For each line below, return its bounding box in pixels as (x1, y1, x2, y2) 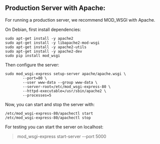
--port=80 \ (23, 76, 48, 81)
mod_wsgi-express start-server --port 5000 (17, 133, 107, 139)
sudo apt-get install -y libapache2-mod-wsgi (5, 40, 100, 45)
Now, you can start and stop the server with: (5, 101, 95, 107)
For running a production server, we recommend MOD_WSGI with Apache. (5, 17, 156, 23)
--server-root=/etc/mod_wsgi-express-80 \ (23, 84, 111, 89)
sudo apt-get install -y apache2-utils (5, 44, 87, 50)
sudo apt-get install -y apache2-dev (5, 49, 82, 54)
